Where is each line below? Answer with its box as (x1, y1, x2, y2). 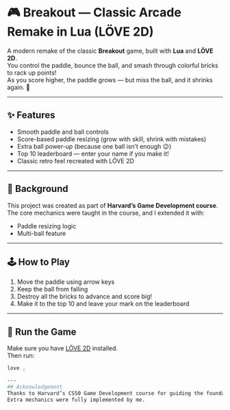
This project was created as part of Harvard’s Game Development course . (7, 201, 218, 209)
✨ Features (7, 110, 55, 121)
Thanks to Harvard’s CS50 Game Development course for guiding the (7, 389, 204, 397)
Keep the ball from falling (16, 285, 88, 293)
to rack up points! (7, 69, 57, 77)
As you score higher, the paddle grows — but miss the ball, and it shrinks (7, 75, 214, 84)
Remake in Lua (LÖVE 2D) (7, 24, 154, 40)
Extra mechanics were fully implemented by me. (7, 396, 146, 403)
